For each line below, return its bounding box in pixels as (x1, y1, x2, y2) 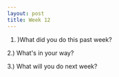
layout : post (7, 10, 45, 17)
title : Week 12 (7, 16, 51, 23)
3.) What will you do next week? (7, 62, 98, 70)
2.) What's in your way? (7, 49, 74, 57)
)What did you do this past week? (17, 35, 112, 43)
